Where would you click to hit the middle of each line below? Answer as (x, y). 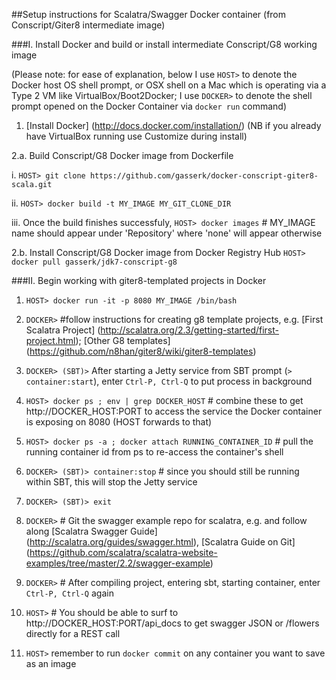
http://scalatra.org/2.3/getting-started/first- (189, 330)
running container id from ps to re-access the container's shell (154, 452)
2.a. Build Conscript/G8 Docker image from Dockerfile (122, 155)
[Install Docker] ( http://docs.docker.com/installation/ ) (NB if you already (173, 125)
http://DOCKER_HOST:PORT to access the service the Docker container (174, 411)
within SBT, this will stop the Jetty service (111, 482)
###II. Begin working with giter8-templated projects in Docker (139, 280)
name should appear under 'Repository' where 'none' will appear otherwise (167, 233)
